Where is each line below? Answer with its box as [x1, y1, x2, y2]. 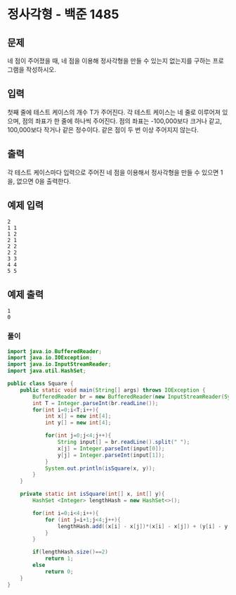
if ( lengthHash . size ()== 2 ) [32, 549, 109, 556]
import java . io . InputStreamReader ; [7, 361, 112, 368]
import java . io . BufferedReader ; [7, 347, 102, 355]
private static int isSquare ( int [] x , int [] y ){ [20, 490, 165, 498]
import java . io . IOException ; [7, 354, 93, 362]
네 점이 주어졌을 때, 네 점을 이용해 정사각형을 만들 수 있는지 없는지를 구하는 [7, 57, 211, 65]
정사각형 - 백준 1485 [7, 6, 119, 23]
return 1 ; [44, 555, 74, 563]
